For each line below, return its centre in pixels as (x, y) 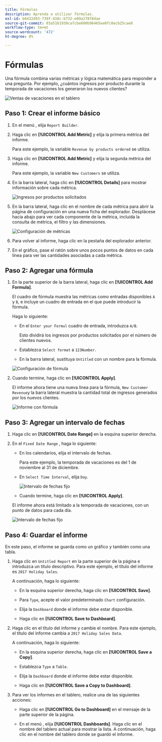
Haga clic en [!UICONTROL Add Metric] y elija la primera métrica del (81, 135)
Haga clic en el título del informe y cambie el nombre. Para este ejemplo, (84, 628)
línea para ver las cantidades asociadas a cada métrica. (67, 255)
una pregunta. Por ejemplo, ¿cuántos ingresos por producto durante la (75, 84)
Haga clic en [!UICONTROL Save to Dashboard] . (68, 619)
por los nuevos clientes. (36, 398)
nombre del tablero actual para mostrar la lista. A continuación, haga (87, 729)
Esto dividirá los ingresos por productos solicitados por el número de (88, 335)
